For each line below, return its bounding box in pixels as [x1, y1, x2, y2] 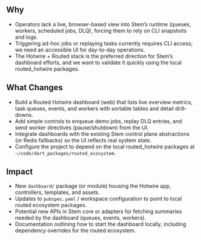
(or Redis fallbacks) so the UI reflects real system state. [14, 136, 151, 144]
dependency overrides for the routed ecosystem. [14, 227, 136, 234]
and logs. [14, 33, 38, 41]
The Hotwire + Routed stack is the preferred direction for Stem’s [14, 52, 173, 59]
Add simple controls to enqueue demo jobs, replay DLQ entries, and [14, 117, 182, 124]
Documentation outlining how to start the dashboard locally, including [14, 221, 187, 228]
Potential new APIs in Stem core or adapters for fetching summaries [14, 208, 182, 215]
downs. [14, 111, 33, 119]
